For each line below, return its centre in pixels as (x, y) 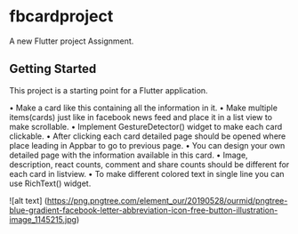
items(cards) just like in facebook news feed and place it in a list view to (141, 117)
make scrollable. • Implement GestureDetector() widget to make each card (146, 126)
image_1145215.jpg (43, 219)
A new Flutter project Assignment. (72, 41)
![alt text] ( (28, 200)
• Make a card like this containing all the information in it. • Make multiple (144, 108)
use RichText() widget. (50, 183)
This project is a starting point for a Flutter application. (109, 90)
